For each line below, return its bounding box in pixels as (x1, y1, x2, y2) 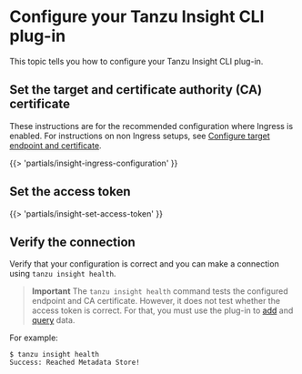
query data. (31, 315, 75, 326)
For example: (9, 332, 59, 343)
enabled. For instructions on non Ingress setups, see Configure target (9, 130, 270, 141)
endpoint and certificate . (9, 139, 102, 151)
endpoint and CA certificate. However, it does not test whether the (31, 296, 280, 307)
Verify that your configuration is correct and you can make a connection (9, 258, 279, 269)
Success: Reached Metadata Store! (9, 358, 141, 368)
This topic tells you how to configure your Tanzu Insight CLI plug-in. (9, 56, 264, 66)
